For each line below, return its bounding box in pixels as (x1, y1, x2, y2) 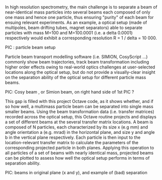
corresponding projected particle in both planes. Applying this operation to (5, 145, 154, 150)
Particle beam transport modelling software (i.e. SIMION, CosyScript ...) (5, 54, 148, 60)
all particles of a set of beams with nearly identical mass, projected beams (5, 150, 154, 156)
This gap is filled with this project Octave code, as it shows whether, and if (5, 98, 154, 104)
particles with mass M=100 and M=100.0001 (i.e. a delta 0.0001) (5, 30, 133, 35)
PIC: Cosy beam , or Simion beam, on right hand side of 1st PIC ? (5, 89, 134, 95)
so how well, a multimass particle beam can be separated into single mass (5, 104, 154, 109)
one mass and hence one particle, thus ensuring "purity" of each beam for (5, 15, 154, 20)
